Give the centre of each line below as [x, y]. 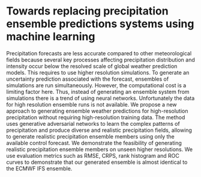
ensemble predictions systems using [100, 24]
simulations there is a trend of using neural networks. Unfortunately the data [100, 98]
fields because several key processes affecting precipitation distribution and [100, 60]
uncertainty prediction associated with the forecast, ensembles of [88, 79]
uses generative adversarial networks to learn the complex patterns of [93, 123]
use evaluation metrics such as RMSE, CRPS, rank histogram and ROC [93, 155]
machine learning [51, 37]
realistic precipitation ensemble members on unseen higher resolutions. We [100, 149]
